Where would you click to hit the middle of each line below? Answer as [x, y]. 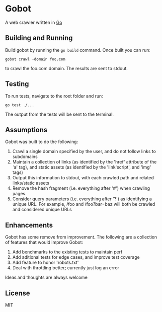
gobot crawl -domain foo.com [35, 59]
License [18, 293]
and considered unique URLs [42, 210]
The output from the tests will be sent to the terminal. [60, 114]
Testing [17, 84]
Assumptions [26, 130]
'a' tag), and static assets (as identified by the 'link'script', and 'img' [81, 167]
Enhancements [29, 225]
